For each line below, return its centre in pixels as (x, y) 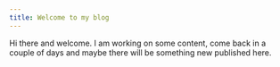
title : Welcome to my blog (59, 17)
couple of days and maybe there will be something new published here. (140, 52)
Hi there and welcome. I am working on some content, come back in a (138, 43)
